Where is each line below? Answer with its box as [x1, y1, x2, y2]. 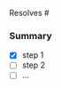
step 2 [21, 60, 46, 70]
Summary [9, 29, 53, 42]
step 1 [21, 50, 44, 60]
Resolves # [9, 8, 50, 18]
